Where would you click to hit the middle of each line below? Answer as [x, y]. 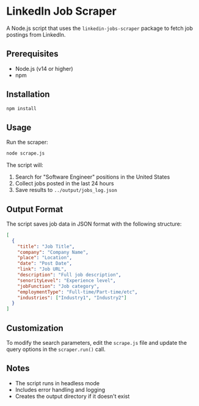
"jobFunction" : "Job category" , [58, 286]
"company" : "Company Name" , [53, 252]
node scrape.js [26, 153]
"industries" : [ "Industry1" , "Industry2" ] [72, 298]
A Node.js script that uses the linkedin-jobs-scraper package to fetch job [100, 28]
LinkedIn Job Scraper [62, 11]
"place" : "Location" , [45, 258]
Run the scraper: [27, 142]
